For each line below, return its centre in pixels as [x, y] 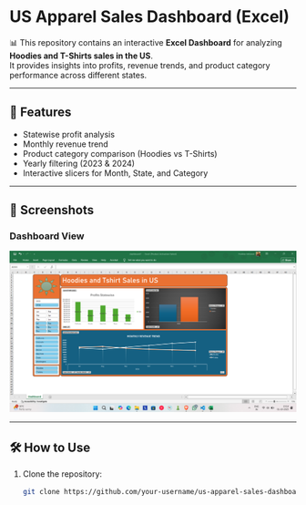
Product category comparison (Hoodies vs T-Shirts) [120, 153]
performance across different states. [78, 75]
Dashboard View [47, 236]
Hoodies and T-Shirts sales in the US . [81, 56]
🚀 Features [41, 113]
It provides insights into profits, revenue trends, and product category [140, 65]
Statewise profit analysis [69, 134]
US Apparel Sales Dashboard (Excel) [149, 17]
